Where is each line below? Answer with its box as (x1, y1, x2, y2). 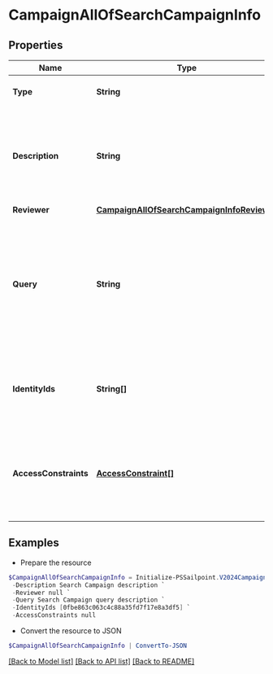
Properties (8, 38, 63, 52)
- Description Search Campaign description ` (11, 580, 165, 589)
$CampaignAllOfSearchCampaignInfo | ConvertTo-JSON (8, 641, 187, 650)
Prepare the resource (19, 558, 92, 567)
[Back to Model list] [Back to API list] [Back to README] (8, 656, 195, 666)
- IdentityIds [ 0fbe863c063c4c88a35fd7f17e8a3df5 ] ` (11, 604, 191, 612)
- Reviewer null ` (11, 589, 71, 597)
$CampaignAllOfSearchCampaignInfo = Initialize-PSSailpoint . (8, 573, 220, 581)
